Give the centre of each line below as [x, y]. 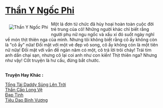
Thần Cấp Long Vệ [24, 89]
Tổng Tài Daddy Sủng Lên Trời [35, 84]
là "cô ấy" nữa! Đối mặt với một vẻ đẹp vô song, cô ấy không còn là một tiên [81, 44]
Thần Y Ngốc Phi [40, 11]
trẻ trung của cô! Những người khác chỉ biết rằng [100, 29]
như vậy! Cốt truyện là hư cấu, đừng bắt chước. [53, 60]
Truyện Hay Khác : [24, 75]
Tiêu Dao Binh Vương [26, 100]
